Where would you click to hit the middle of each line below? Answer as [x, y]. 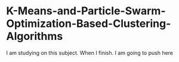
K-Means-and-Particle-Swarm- [86, 11]
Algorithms [35, 36]
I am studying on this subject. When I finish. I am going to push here [90, 52]
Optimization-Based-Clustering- [89, 24]
